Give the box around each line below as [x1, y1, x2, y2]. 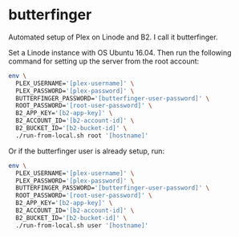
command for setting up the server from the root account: [8, 56, 200, 66]
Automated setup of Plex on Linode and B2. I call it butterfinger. [8, 32, 218, 42]
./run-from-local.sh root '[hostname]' [15, 131, 149, 140]
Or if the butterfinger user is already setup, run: [8, 146, 165, 156]
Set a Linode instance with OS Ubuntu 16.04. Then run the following [8, 47, 232, 57]
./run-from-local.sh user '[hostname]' [15, 221, 149, 230]
